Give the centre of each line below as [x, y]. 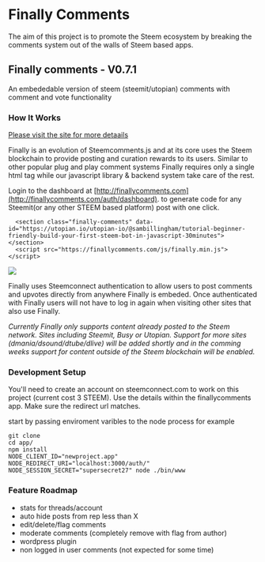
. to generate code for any [199, 199]
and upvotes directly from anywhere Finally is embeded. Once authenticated [133, 295]
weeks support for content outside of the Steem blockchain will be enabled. [132, 352]
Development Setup [47, 372]
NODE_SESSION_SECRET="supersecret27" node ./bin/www [97, 471]
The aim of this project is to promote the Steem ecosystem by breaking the [130, 36]
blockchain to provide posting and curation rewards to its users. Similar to [128, 159]
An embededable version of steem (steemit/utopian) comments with [119, 89]
